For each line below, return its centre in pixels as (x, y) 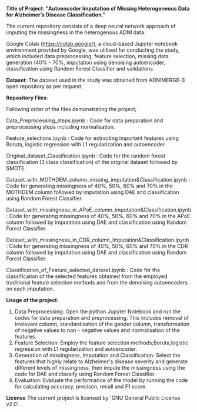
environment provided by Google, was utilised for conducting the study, (93, 50)
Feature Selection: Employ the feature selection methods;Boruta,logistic (101, 343)
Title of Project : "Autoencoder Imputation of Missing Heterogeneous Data (98, 9)
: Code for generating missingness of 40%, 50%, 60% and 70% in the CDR (97, 246)
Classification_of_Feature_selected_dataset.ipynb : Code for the (83, 270)
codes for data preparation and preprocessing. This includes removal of (102, 318)
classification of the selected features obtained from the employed (87, 276)
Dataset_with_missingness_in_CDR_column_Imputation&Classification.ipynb (98, 240)
